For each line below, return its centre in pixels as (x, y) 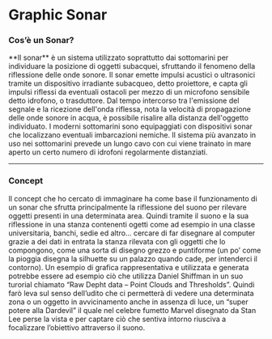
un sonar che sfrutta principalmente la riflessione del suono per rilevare (127, 207)
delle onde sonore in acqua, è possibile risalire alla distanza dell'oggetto (129, 118)
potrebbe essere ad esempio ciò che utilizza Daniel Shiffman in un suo (126, 276)
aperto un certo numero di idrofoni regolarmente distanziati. (108, 152)
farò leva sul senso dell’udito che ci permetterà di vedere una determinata (131, 293)
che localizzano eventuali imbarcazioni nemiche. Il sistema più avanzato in (132, 135)
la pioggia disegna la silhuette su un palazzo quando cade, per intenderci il (133, 258)
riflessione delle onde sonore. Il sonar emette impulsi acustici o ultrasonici (132, 75)
